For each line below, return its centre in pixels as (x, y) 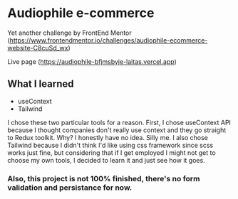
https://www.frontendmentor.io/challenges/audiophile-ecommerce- (109, 40)
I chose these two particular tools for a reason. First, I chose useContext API (119, 122)
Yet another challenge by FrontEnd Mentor (69, 33)
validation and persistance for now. (70, 188)
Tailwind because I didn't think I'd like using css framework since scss (110, 145)
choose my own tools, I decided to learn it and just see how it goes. (106, 160)
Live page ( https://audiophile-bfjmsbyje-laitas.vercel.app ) (92, 61)
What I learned (41, 84)
